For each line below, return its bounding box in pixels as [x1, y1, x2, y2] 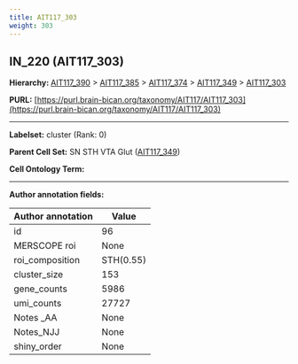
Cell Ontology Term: [9, 164, 85, 174]
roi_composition [13, 254, 81, 267]
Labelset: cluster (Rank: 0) [9, 129, 107, 140]
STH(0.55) [101, 254, 146, 267]
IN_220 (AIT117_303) [9, 54, 124, 69]
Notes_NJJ [13, 326, 60, 338]
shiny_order [13, 340, 62, 352]
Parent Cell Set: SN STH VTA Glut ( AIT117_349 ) [9, 147, 181, 158]
